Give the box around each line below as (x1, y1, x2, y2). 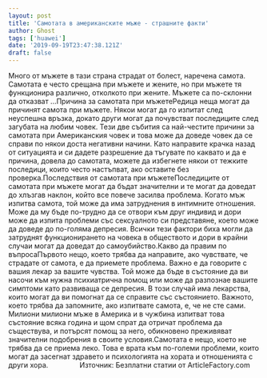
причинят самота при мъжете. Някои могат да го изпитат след (8, 105, 224, 115)
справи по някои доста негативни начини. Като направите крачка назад (8, 139, 256, 148)
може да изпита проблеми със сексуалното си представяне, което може (8, 215, 259, 225)
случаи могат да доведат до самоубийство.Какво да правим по (8, 241, 227, 251)
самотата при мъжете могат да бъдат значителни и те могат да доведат (8, 182, 256, 191)
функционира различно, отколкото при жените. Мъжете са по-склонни (8, 88, 252, 97)
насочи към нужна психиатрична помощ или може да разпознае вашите (8, 275, 258, 284)
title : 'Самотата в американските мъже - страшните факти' (8, 19, 209, 27)
